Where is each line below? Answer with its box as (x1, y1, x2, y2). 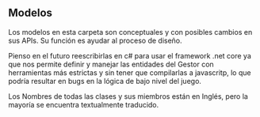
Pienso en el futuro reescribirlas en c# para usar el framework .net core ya (8, 51, 252, 60)
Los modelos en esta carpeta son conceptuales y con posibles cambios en (8, 27, 253, 36)
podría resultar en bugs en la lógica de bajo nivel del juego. (8, 76, 202, 85)
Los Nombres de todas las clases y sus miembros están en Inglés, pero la (8, 91, 248, 101)
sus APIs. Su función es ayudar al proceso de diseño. (8, 36, 182, 45)
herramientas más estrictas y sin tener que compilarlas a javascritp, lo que (8, 67, 251, 77)
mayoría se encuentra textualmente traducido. (8, 100, 159, 109)
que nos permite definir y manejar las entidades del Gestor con (8, 59, 214, 69)
